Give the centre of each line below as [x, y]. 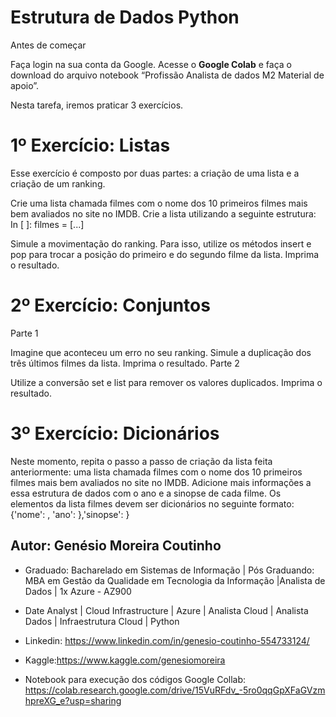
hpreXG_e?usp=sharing [73, 700]
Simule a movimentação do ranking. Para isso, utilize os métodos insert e [161, 243]
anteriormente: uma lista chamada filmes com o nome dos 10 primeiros [156, 472]
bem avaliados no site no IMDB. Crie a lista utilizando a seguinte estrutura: [163, 213]
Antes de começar [48, 45]
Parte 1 [24, 333]
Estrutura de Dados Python [125, 17]
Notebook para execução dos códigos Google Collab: [135, 679]
